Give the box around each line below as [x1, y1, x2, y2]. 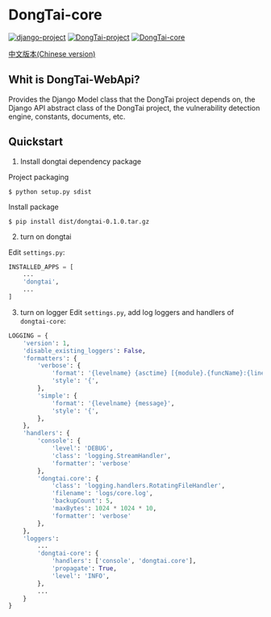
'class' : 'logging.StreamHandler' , [51, 451, 172, 460]
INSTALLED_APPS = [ [8, 262, 74, 271]
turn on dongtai [19, 232, 72, 241]
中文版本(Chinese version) [8, 48, 96, 58]
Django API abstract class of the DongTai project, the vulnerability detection [8, 103, 261, 112]
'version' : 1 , [23, 339, 70, 347]
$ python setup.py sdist [8, 187, 92, 195]
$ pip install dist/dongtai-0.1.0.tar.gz [8, 217, 150, 225]
